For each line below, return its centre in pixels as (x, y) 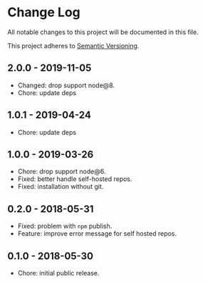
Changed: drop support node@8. (66, 85)
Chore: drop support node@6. (62, 172)
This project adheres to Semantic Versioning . (73, 45)
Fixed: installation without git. (61, 187)
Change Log (44, 12)
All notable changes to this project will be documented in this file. (103, 32)
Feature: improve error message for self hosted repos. (97, 234)
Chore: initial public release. (58, 273)
